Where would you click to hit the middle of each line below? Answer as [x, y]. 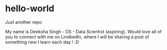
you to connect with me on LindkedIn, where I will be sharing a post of [77, 37]
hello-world [30, 9]
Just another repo [24, 22]
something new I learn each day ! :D [42, 42]
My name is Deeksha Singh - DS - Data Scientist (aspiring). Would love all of [83, 31]
